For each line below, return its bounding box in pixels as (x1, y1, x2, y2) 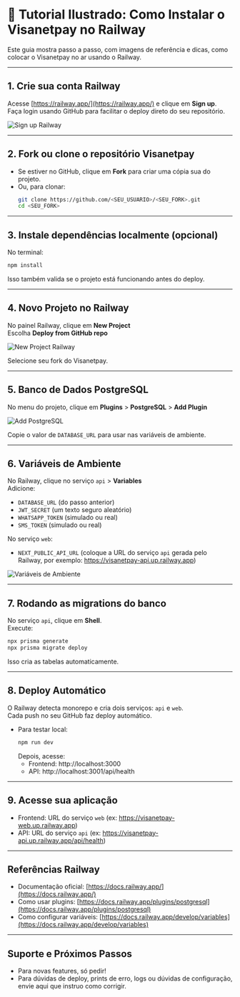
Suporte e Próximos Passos (7, 948, 132, 960)
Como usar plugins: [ (17, 898, 80, 906)
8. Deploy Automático (7, 685, 106, 697)
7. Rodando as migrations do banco (7, 597, 166, 609)
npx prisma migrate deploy (7, 644, 88, 652)
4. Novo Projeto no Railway (7, 302, 129, 314)
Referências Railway (7, 863, 100, 876)
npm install (7, 262, 43, 269)
